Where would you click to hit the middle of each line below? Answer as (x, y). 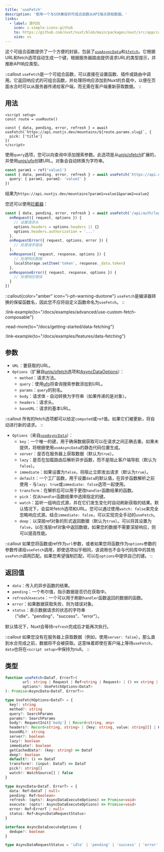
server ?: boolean (27, 736)
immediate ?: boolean (30, 745)
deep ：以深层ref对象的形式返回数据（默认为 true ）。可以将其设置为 (86, 521)
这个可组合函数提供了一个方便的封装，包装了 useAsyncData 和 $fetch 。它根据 (80, 51)
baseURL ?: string (27, 732)
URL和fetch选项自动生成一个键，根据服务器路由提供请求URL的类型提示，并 (81, 57)
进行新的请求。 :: (26, 425)
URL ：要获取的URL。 (32, 365)
